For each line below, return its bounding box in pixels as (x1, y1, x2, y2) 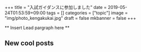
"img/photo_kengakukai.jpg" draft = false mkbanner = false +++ (4, 15, 137, 21)
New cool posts (4, 39, 54, 48)
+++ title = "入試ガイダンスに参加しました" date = (4, 4, 107, 10)
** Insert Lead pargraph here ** (4, 25, 70, 31)
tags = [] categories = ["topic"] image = (46, 10, 128, 16)
